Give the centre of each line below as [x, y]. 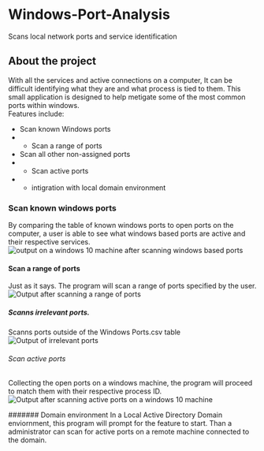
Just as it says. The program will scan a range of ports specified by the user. [132, 286]
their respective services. [49, 242]
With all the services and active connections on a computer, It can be [120, 80]
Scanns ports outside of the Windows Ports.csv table [95, 332]
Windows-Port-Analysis [89, 15]
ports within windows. [44, 105]
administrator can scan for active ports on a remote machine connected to [129, 432]
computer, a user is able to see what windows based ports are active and [127, 233]
